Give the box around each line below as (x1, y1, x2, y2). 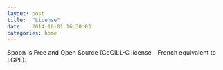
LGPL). (7, 56, 26, 64)
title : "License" (7, 17, 60, 24)
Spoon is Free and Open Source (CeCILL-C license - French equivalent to (7, 49, 217, 57)
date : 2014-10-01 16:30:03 (7, 23, 91, 30)
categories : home (7, 29, 57, 37)
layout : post (7, 10, 45, 17)
